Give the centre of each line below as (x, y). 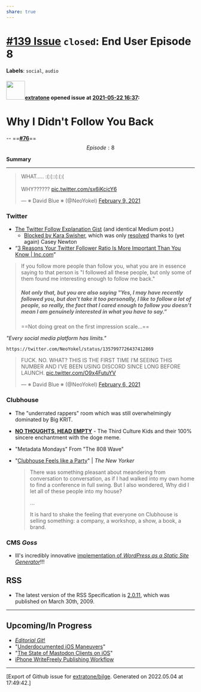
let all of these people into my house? (76, 491)
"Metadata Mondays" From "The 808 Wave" (69, 449)
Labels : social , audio (32, 71)
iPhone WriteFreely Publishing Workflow (64, 659)
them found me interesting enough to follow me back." (88, 279)
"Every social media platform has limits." (56, 338)
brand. (38, 527)
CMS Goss (22, 543)
